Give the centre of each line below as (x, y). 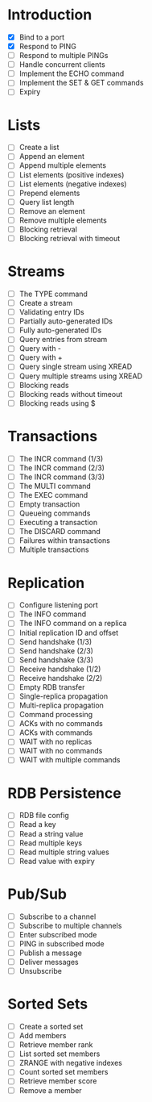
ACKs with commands (56, 733)
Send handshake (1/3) (55, 641)
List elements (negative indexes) (73, 184)
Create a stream (46, 303)
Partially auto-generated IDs (66, 321)
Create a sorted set (51, 1027)
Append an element (52, 157)
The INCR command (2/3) (62, 468)
